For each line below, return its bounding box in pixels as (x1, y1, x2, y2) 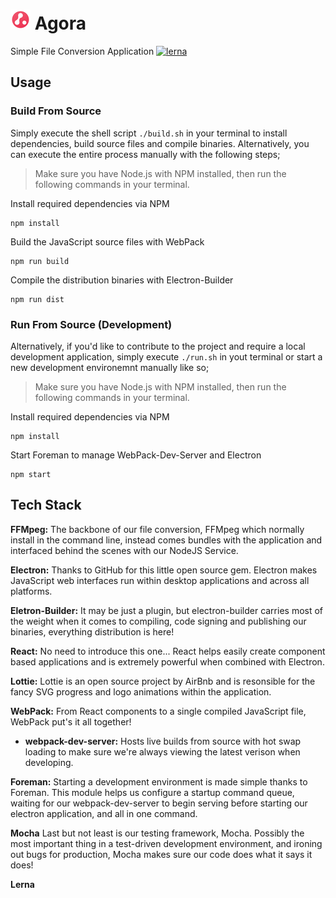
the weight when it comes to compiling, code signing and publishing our (10, 615, 307, 627)
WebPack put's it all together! (10, 715, 132, 728)
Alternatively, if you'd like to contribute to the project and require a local (10, 340, 306, 352)
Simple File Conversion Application (10, 45, 155, 57)
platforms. (10, 585, 53, 597)
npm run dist (10, 294, 65, 304)
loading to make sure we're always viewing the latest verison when (24, 745, 301, 758)
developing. (24, 756, 74, 768)
